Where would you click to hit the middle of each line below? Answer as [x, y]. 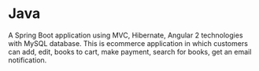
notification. [28, 60]
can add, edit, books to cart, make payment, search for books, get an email [130, 51]
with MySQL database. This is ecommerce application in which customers [128, 43]
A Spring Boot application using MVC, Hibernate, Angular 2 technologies [126, 35]
